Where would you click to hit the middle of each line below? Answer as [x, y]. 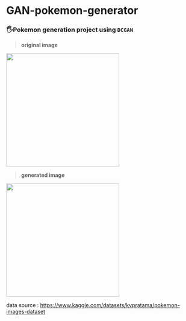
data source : [23, 305]
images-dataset [26, 312]
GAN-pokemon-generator [72, 11]
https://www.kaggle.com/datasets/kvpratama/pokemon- [110, 305]
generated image [43, 175]
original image [39, 45]
